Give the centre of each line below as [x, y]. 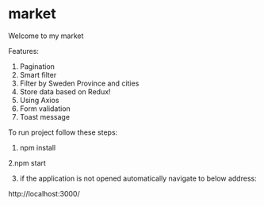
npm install [38, 147]
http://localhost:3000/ [44, 193]
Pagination [37, 66]
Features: [24, 51]
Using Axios [39, 100]
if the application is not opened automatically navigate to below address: [138, 178]
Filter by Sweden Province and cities [79, 83]
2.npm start [27, 162]
